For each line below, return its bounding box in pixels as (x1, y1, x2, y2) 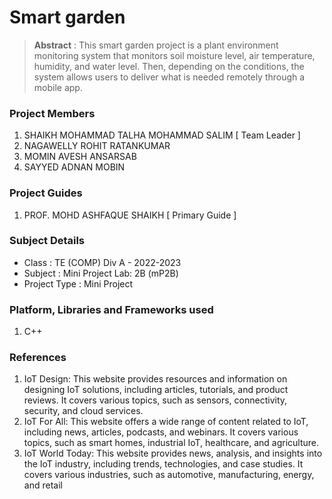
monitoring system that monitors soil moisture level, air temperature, (33, 49, 316, 61)
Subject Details (9, 234, 86, 248)
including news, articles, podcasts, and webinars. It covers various (23, 426, 299, 438)
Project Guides (9, 186, 83, 200)
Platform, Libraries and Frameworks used (9, 302, 214, 316)
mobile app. (33, 81, 83, 93)
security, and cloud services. (23, 405, 144, 417)
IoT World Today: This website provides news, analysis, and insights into (23, 447, 323, 460)
